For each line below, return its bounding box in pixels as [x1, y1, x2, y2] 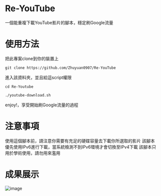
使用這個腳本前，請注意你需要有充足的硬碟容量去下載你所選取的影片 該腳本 [5, 137, 155, 144]
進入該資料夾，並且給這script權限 [5, 74, 72, 80]
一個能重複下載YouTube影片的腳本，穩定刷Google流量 [5, 20, 113, 25]
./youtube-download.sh [5, 93, 51, 98]
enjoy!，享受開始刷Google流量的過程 [5, 102, 79, 108]
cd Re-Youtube [5, 84, 34, 89]
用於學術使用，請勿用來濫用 [5, 150, 61, 156]
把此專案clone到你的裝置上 [5, 56, 59, 61]
